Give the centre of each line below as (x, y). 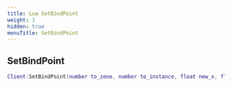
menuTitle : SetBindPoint (43, 33)
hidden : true (26, 26)
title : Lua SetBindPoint (43, 13)
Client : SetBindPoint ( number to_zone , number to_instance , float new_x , (112, 77)
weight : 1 (21, 20)
